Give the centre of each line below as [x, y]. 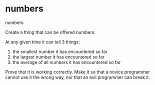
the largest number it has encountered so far [58, 57]
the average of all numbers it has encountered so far [66, 62]
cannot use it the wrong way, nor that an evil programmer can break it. [77, 77]
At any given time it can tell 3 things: [42, 42]
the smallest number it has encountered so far [60, 51]
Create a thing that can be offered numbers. [50, 32]
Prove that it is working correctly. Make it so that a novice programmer [78, 72]
